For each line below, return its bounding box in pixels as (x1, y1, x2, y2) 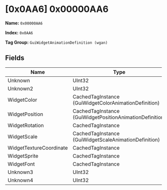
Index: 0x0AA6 (5, 29, 33, 35)
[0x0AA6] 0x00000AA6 (5, 3, 109, 15)
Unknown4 (7, 177, 33, 184)
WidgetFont (7, 161, 35, 168)
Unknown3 (7, 169, 33, 176)
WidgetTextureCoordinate (7, 144, 68, 151)
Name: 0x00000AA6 (5, 20, 43, 26)
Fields (5, 54, 25, 62)
